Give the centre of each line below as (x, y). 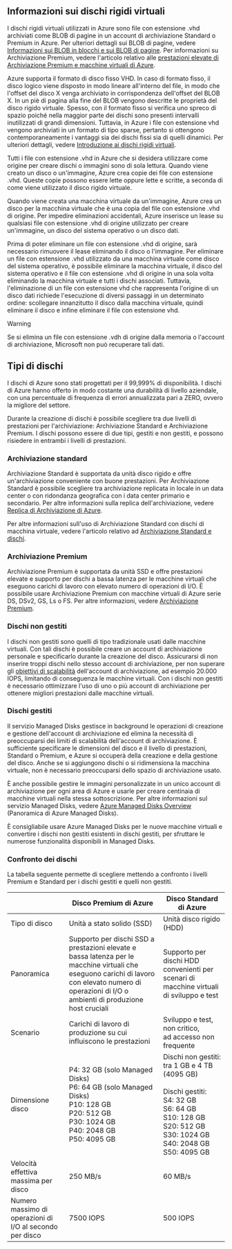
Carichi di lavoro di (99, 1024)
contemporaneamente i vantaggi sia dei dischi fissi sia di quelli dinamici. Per (115, 137)
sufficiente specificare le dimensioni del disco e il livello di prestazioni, (107, 748)
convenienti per (188, 970)
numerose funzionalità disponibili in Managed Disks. (81, 841)
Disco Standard (192, 899)
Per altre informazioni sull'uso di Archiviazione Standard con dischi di (106, 523)
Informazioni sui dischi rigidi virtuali (86, 11)
